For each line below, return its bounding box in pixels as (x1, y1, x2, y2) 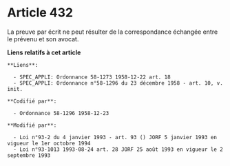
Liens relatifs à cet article (7, 48, 81, 56)
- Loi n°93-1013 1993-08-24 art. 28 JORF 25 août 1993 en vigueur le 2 (13, 146, 224, 153)
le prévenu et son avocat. (7, 34, 79, 43)
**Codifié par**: (7, 98, 57, 105)
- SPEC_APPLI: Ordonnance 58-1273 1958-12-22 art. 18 (13, 74, 171, 81)
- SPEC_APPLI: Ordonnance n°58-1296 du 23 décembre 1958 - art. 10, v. (13, 79, 224, 87)
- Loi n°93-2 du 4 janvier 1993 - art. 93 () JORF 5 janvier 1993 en (13, 134, 217, 141)
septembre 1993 (7, 152, 51, 159)
